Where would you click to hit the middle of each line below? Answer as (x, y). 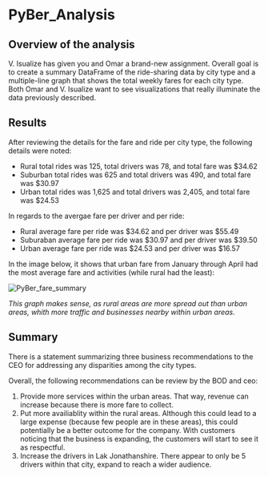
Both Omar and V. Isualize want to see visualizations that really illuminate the (134, 89)
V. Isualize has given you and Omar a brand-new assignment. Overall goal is (134, 63)
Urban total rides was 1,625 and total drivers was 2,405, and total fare (135, 192)
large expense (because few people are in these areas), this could (129, 422)
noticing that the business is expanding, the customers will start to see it (139, 439)
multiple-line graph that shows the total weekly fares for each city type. (126, 81)
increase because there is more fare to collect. (96, 404)
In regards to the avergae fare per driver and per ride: (96, 216)
